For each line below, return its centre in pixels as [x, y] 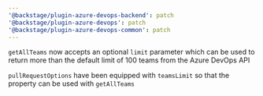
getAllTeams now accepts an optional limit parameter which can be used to [131, 52]
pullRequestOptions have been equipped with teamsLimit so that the [119, 76]
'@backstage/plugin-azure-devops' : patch [77, 23]
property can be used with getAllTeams [72, 84]
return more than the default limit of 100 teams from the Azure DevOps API [129, 60]
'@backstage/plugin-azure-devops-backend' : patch [91, 15]
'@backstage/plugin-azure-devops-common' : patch [89, 30]
